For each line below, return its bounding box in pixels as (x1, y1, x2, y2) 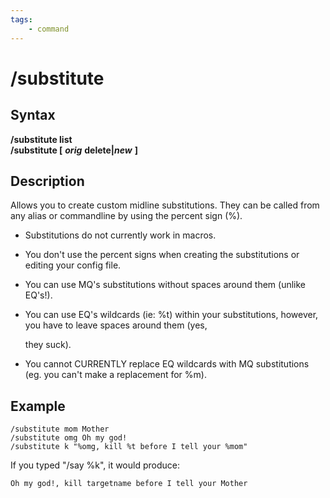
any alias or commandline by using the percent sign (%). (10, 210, 243, 222)
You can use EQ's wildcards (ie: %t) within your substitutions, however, (24, 309, 319, 321)
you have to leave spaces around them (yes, (24, 319, 208, 331)
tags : (10, 14, 33, 25)
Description (10, 172, 85, 190)
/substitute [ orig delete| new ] (10, 144, 138, 156)
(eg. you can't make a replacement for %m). (24, 369, 207, 381)
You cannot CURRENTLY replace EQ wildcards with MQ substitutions (24, 358, 310, 370)
